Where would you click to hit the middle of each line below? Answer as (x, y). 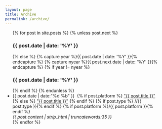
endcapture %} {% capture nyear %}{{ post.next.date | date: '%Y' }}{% (85, 62)
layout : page (19, 10)
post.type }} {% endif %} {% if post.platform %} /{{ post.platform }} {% (83, 106)
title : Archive (21, 14)
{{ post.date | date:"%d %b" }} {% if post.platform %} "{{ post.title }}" (84, 96)
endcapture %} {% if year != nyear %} (51, 67)
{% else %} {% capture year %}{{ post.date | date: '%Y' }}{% (75, 56)
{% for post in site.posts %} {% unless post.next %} (65, 33)
